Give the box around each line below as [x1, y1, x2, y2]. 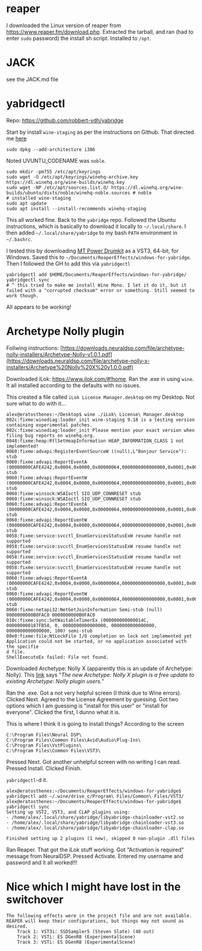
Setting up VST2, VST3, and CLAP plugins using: [6, 809, 130, 815]
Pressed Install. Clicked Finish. [6, 765, 82, 772]
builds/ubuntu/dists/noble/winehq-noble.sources [6, 189, 130, 196]
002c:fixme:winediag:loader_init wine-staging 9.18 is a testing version [6, 417, 195, 423]
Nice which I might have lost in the [6, 880, 181, 894]
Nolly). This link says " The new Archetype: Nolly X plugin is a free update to [6, 671, 194, 678]
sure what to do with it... [6, 400, 66, 407]
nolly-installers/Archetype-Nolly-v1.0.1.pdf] [6, 350, 112, 358]
